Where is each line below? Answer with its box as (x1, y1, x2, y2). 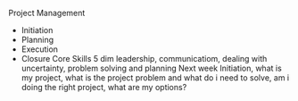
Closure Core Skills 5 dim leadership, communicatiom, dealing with (21, 54, 268, 63)
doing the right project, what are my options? (21, 82, 187, 92)
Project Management (8, 8, 86, 18)
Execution (21, 44, 59, 55)
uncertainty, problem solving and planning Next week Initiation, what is (21, 63, 282, 73)
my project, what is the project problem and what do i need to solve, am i (21, 72, 290, 83)
